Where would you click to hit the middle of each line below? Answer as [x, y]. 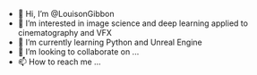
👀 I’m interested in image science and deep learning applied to [133, 23]
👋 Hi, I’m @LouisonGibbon [66, 14]
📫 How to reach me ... [59, 62]
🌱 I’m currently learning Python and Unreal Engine [110, 42]
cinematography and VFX [64, 33]
